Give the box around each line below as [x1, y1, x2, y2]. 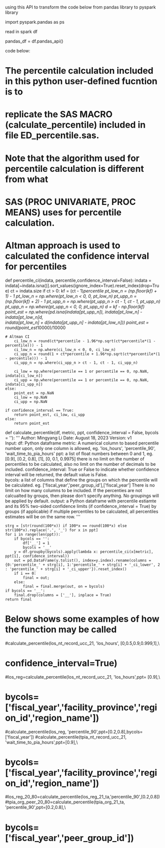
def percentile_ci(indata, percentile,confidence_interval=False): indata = [5, 277, 152, 283]
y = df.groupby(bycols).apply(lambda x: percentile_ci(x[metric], [14, 549, 154, 554]
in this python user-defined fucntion [5, 76, 158, 87]
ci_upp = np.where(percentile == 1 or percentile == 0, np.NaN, [14, 377, 149, 383]
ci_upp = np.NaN [14, 399, 48, 404]
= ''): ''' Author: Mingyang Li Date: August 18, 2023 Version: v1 [5, 435, 132, 441]
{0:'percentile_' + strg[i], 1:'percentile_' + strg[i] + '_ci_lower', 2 [5, 562, 161, 567]
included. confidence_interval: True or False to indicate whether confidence [5, 466, 160, 472]
